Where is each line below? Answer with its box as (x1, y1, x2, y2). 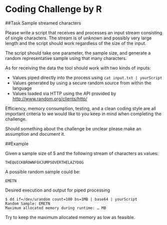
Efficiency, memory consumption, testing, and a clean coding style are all (5, 105, 156, 111)
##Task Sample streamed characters (5, 20, 81, 26)
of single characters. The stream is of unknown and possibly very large (5, 35, 152, 41)
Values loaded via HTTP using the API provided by (12, 90, 116, 96)
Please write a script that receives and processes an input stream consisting (5, 29, 162, 35)
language (12, 85, 32, 91)
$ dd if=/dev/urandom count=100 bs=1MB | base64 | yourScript (5, 197, 137, 202)
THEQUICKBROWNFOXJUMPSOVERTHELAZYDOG (5, 160, 84, 165)
